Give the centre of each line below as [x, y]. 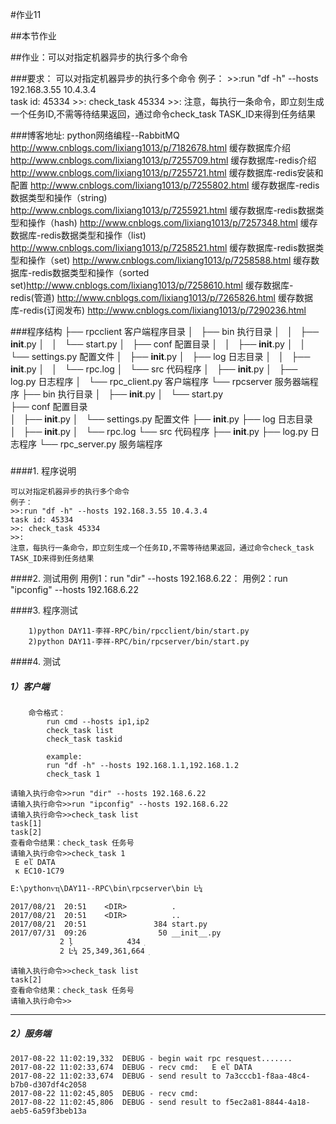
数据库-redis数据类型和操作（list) [78, 235]
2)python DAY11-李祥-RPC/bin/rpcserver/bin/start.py [139, 641]
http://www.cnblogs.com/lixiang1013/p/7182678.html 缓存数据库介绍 [150, 147]
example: [64, 756]
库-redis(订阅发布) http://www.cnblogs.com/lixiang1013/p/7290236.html [158, 310]
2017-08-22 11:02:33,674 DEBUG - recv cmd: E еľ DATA [131, 1067]
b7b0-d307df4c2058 [48, 1084]
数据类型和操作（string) [59, 197]
